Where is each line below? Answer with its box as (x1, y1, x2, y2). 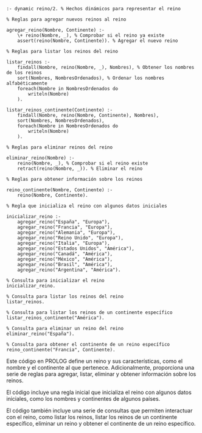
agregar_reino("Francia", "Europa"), (17, 224, 113, 230)
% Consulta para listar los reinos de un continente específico (6, 309, 173, 315)
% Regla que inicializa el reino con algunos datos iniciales (6, 203, 167, 209)
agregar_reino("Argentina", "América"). (17, 267, 121, 273)
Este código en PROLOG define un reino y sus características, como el (6, 357, 183, 365)
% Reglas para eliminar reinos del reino (6, 144, 113, 150)
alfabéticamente (6, 80, 47, 86)
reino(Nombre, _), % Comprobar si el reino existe (17, 160, 148, 166)
